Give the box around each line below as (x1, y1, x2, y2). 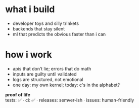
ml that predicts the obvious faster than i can (12, 31, 106, 37)
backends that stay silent (12, 25, 65, 31)
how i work (5, 49, 52, 60)
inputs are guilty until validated (12, 71, 77, 77)
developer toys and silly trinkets (12, 20, 79, 26)
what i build (5, 4, 55, 15)
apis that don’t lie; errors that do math (12, 65, 91, 71)
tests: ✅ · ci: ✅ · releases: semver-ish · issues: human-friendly (5, 97, 134, 103)
